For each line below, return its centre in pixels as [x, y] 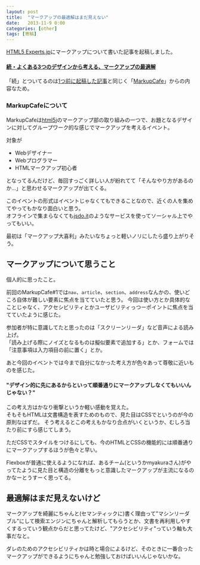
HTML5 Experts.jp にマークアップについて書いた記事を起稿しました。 [91, 52]
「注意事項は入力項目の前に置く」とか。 [56, 350]
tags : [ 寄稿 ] [21, 34]
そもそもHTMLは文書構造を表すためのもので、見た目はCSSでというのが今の [100, 415]
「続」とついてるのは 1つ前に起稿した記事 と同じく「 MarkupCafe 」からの [96, 81]
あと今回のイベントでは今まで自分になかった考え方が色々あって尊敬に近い [98, 362]
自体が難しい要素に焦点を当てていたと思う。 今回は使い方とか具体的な [104, 300]
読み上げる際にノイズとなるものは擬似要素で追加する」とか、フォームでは [102, 343]
